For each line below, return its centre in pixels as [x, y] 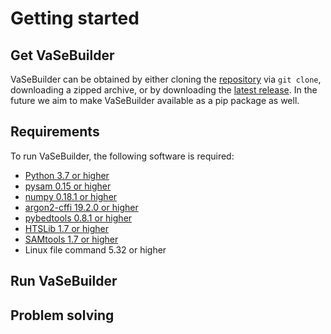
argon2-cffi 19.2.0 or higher [81, 207]
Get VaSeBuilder [62, 55]
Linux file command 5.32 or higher [95, 249]
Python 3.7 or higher [67, 175]
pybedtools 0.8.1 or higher [78, 218]
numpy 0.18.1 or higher [71, 196]
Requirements [55, 132]
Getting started [75, 18]
